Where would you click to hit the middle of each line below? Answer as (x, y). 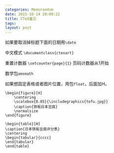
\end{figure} (18, 115)
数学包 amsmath (19, 73)
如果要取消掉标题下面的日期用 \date (41, 43)
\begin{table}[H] (23, 124)
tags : (11, 23)
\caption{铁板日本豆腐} (36, 107)
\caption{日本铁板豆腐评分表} (33, 129)
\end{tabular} (20, 142)
